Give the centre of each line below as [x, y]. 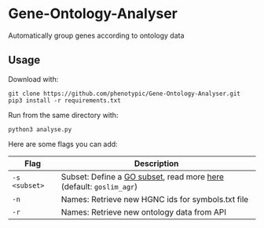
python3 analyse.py [40, 129]
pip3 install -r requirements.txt [65, 100]
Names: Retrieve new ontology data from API [143, 211]
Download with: [33, 79]
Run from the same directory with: [63, 115]
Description [156, 164]
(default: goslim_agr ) [99, 186]
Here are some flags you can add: [63, 144]
